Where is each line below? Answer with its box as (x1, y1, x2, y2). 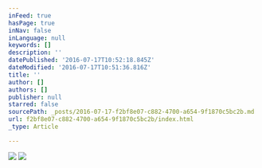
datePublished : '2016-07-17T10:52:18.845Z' (8, 57, 155, 64)
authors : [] (8, 85, 48, 94)
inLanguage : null (8, 33, 66, 42)
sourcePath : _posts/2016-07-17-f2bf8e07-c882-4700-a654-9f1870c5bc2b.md (8, 108, 255, 116)
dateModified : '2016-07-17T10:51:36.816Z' (8, 64, 151, 72)
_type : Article (8, 123, 59, 131)
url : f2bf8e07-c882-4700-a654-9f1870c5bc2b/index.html (8, 115, 194, 123)
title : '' (8, 71, 41, 79)
